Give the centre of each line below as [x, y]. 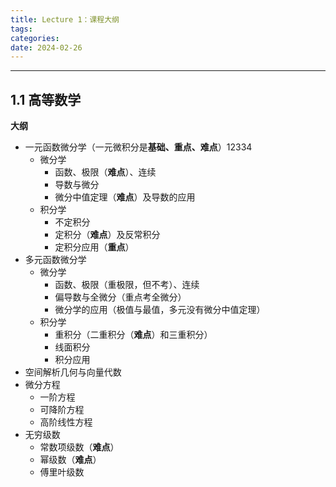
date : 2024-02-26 [46, 47]
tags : [21, 29]
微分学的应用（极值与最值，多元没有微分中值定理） [160, 310]
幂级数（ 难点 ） [70, 460]
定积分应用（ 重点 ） [94, 247]
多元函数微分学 [55, 260]
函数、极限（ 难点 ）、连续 [105, 172]
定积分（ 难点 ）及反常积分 [107, 235]
